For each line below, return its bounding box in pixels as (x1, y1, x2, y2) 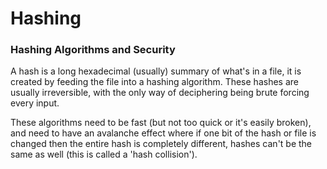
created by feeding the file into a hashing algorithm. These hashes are (10, 76, 299, 88)
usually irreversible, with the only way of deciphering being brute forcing (10, 87, 310, 99)
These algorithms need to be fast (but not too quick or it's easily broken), (10, 117, 312, 129)
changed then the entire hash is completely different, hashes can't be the (10, 138, 313, 150)
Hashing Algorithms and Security (10, 43, 176, 57)
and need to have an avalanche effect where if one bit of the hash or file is (10, 127, 317, 139)
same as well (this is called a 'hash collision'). (10, 148, 198, 161)
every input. (10, 97, 60, 109)
